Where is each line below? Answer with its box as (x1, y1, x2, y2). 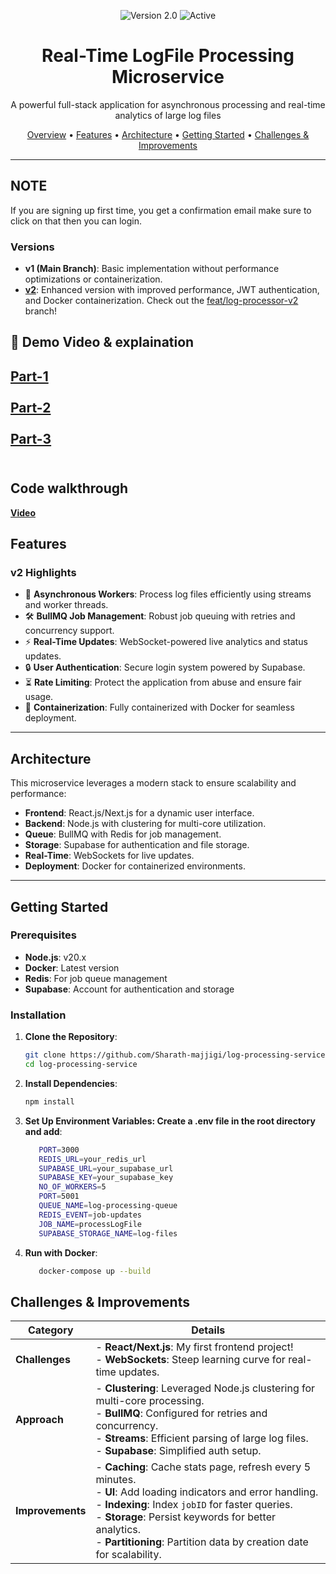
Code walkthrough (10, 480, 129, 497)
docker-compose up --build (38, 1266, 152, 1276)
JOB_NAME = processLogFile (38, 1219, 142, 1229)
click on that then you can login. (10, 215, 142, 227)
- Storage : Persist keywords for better (95, 1510, 277, 1524)
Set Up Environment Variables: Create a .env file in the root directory (24, 1115, 316, 1127)
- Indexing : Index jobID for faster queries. (95, 1498, 293, 1512)
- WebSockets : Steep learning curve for (95, 1353, 286, 1367)
